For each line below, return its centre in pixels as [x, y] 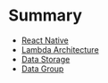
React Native [45, 40]
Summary [45, 16]
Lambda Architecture [60, 49]
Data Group [42, 69]
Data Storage [46, 59]
